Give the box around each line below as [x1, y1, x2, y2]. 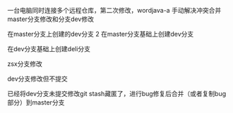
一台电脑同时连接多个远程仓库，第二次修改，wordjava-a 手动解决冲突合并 [7, 6, 222, 14]
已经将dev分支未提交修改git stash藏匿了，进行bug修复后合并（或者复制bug [7, 90, 227, 98]
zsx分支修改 [7, 60, 42, 68]
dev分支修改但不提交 [7, 74, 68, 83]
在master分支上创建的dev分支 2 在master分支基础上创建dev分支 [7, 30, 194, 38]
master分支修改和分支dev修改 [7, 15, 94, 23]
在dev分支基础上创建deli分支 [7, 45, 90, 53]
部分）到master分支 [7, 98, 65, 107]
